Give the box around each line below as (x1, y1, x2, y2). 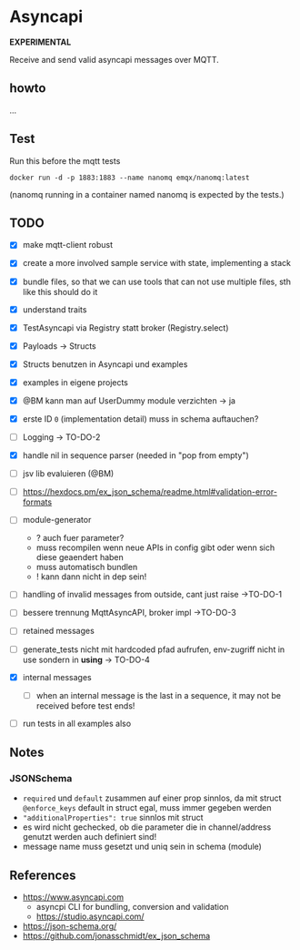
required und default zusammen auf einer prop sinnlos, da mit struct (22, 792, 282, 803)
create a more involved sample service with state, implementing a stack (22, 258, 292, 269)
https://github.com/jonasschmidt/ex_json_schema (22, 931, 211, 942)
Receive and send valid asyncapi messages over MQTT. (9, 54, 220, 65)
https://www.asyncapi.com (22, 892, 125, 903)
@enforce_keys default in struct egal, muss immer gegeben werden (22, 802, 272, 813)
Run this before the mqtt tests (9, 155, 121, 166)
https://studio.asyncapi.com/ (35, 911, 145, 922)
